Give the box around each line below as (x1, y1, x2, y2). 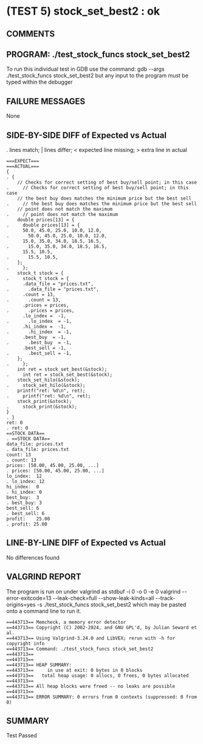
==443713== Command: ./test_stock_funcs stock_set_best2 (6, 646, 154, 652)
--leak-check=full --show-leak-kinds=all (52, 594, 154, 602)
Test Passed (6, 732, 38, 739)
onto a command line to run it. (6, 607, 81, 615)
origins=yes (6, 601, 36, 608)
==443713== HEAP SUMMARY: (6, 662, 72, 668)
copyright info (6, 640, 45, 646)
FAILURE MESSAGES (6, 96, 86, 106)
